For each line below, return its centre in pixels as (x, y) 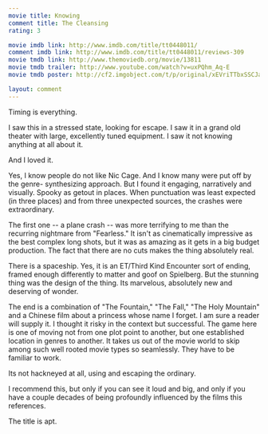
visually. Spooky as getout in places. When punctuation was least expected (132, 192)
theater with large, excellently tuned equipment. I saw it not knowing (120, 136)
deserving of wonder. (43, 291)
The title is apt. (33, 421)
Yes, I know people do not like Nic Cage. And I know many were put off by (130, 175)
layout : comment (35, 89)
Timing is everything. (43, 112)
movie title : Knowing (44, 16)
